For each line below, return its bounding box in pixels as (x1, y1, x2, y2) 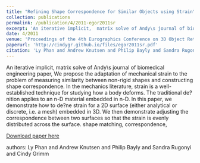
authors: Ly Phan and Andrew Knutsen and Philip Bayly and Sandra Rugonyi (6, 143, 192, 151)
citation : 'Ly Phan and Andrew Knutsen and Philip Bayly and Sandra (6, 48, 180, 54)
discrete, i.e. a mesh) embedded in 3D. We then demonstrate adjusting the (6, 108, 189, 115)
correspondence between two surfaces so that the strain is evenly (6, 114, 169, 121)
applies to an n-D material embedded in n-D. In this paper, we (21, 95, 173, 102)
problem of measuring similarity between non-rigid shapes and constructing (6, 76, 193, 83)
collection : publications (6, 14, 70, 20)
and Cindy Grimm (6, 150, 49, 157)
